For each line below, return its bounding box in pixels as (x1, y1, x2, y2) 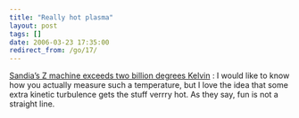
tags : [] (9, 29, 42, 38)
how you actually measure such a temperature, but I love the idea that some (9, 80, 288, 90)
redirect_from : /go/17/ (9, 46, 98, 55)
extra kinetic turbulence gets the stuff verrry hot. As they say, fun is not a (9, 90, 278, 100)
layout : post (9, 21, 58, 30)
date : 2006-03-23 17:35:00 (9, 37, 110, 47)
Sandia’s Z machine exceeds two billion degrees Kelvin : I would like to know (9, 70, 290, 81)
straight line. (9, 98, 55, 109)
